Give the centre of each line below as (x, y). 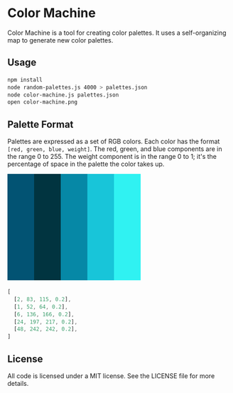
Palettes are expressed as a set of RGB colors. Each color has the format (114, 142)
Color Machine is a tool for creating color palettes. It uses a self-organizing (117, 33)
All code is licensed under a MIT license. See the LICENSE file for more (111, 376)
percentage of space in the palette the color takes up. (86, 164)
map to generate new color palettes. (60, 40)
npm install (25, 79)
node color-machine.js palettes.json (63, 95)
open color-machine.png (43, 102)
